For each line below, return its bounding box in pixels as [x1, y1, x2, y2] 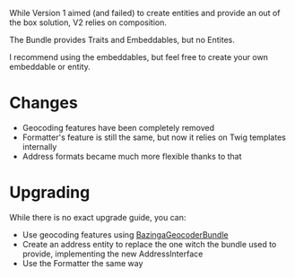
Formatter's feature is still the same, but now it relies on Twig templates [22, 132, 287, 143]
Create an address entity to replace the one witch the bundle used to [22, 238, 277, 249]
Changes [9, 93, 78, 113]
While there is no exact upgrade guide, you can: [9, 212, 187, 222]
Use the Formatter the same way [22, 257, 143, 268]
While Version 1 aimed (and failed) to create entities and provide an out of [9, 8, 281, 18]
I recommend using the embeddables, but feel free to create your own [9, 52, 269, 62]
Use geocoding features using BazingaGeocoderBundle [22, 229, 229, 240]
